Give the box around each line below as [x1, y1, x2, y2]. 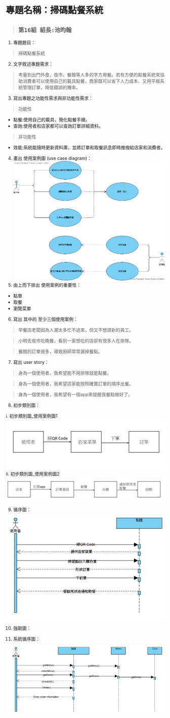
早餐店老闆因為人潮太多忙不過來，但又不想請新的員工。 [18, 327, 134, 333]
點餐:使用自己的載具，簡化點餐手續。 [13, 117, 90, 122]
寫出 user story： [13, 359, 50, 365]
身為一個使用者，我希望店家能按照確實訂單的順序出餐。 [18, 381, 134, 387]
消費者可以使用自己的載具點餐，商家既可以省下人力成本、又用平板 [22, 78, 160, 84]
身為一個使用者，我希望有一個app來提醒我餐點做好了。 [18, 392, 133, 398]
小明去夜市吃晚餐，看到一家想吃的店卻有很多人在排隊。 [18, 337, 134, 344]
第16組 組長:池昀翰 [18, 26, 72, 33]
